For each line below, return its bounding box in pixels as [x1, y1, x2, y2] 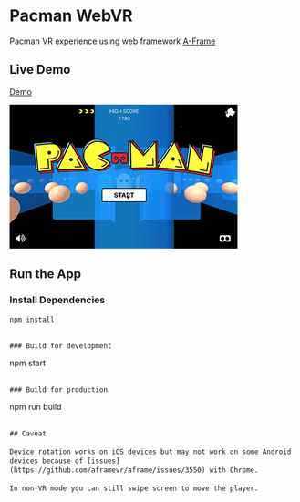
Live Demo [9, 62, 71, 77]
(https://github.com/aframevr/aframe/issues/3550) [9, 466, 206, 475]
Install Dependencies [9, 293, 106, 306]
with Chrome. [209, 466, 259, 475]
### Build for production [9, 385, 108, 394]
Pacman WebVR [9, 5, 133, 26]
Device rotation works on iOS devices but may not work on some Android [9, 447, 292, 456]
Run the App [9, 266, 82, 282]
